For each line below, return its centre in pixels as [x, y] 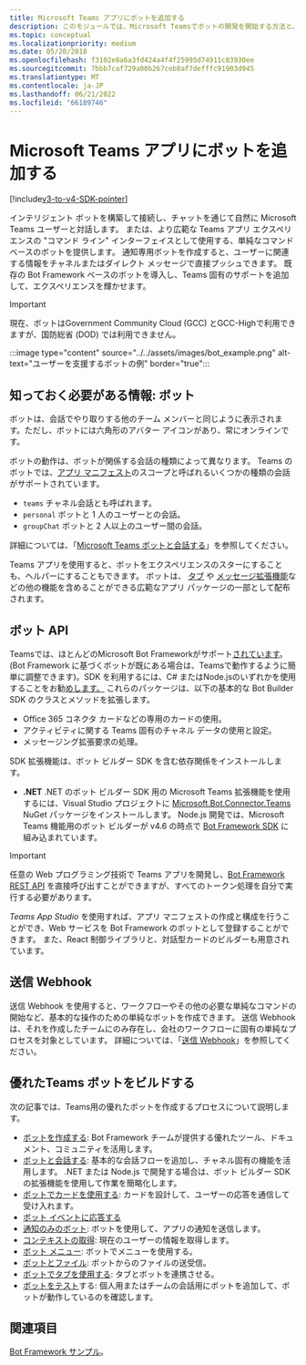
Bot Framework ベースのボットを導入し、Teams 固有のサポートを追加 [158, 275]
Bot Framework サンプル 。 [59, 1352]
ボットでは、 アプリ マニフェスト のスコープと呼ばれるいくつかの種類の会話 [150, 472]
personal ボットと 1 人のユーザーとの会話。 [104, 515]
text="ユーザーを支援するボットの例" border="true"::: [110, 364]
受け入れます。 [51, 1206]
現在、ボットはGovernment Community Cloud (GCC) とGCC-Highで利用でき [153, 323]
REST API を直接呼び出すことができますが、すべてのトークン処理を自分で [147, 886]
